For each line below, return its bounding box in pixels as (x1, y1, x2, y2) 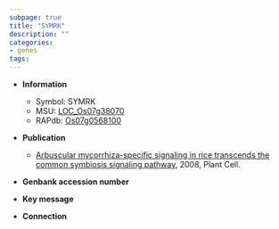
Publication (21, 133, 66, 143)
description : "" (9, 29, 70, 38)
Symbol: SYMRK (35, 96, 96, 107)
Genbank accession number (21, 176, 129, 187)
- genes (9, 46, 38, 55)
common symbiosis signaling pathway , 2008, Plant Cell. (35, 159, 241, 169)
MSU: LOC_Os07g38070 (35, 106, 125, 116)
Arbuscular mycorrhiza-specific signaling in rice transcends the (35, 150, 270, 160)
